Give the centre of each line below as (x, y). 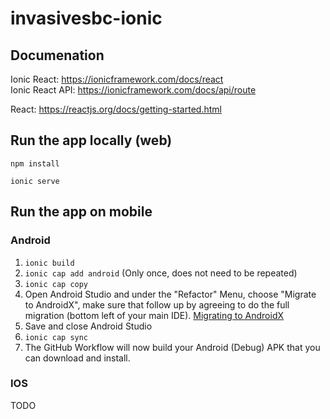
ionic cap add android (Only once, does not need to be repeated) (161, 273)
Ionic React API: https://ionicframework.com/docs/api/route (133, 90)
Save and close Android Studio (88, 326)
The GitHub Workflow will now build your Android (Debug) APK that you (172, 347)
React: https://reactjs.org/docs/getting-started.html (116, 109)
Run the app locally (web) (91, 140)
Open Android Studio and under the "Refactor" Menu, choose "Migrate (170, 294)
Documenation (57, 55)
